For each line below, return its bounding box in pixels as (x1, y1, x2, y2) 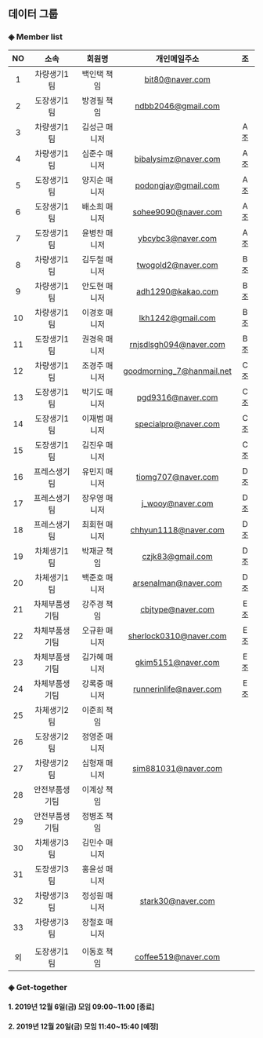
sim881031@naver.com (132, 762, 223, 773)
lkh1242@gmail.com (139, 312, 217, 323)
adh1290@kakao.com (136, 286, 219, 297)
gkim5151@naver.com (135, 656, 221, 667)
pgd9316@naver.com (136, 392, 218, 403)
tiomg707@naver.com (135, 471, 219, 482)
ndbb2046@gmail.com (135, 101, 221, 111)
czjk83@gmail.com (142, 550, 213, 561)
